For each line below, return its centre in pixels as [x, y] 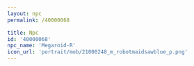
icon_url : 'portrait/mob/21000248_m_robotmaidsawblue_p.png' [98, 52]
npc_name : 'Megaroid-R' [42, 46]
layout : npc [24, 14]
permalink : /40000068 [39, 20]
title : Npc [23, 33]
